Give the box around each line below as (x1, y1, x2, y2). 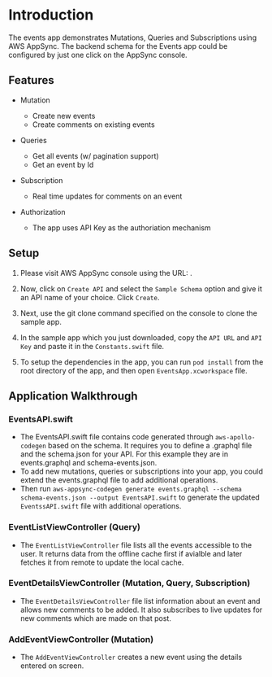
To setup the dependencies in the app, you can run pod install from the (19, 356, 264, 367)
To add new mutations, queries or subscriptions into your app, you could (19, 466, 264, 477)
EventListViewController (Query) (8, 522, 140, 533)
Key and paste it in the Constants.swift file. (19, 341, 165, 351)
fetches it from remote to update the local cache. (19, 557, 184, 567)
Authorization (19, 207, 67, 216)
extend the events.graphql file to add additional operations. (19, 475, 218, 485)
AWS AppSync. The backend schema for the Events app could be (8, 41, 228, 50)
